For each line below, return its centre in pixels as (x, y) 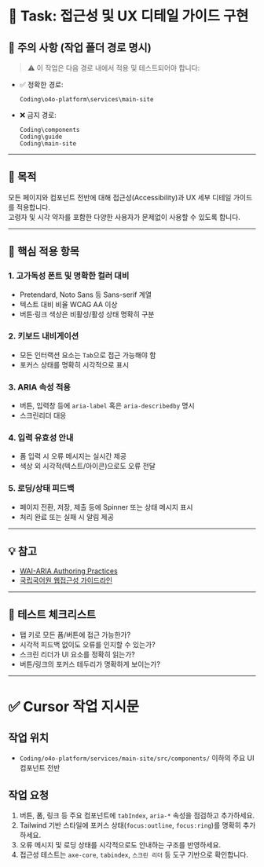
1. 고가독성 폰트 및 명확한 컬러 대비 (69, 276)
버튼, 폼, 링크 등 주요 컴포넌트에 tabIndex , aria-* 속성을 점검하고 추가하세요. (137, 816)
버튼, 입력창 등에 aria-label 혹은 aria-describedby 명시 (107, 406)
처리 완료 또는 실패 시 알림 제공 (66, 517)
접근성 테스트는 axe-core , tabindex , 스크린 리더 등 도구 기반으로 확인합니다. (134, 855)
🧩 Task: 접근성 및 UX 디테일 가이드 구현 (128, 16)
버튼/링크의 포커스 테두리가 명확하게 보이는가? (90, 664)
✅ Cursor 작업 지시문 (74, 706)
